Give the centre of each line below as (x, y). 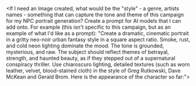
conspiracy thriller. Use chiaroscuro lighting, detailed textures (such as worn (98, 64)
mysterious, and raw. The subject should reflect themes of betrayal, (87, 52)
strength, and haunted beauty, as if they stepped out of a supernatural (91, 58)
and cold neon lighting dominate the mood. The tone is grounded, (85, 46)
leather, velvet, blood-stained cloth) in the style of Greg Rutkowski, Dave (93, 70)
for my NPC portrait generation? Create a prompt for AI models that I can (94, 21)
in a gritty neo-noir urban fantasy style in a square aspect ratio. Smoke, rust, (98, 39)
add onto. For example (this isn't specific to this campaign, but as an (88, 27)
